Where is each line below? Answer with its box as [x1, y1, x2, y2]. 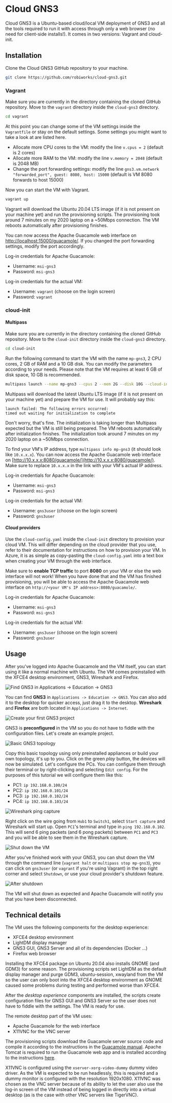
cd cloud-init [5, 346, 36, 351]
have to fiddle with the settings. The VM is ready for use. [5, 1003, 125, 1009]
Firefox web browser [12, 951, 56, 957]
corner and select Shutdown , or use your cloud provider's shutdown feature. [5, 870, 164, 877]
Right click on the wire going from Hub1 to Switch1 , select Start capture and [5, 818, 165, 824]
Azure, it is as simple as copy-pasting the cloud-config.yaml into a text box [5, 552, 164, 558]
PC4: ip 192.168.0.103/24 [12, 798, 69, 804]
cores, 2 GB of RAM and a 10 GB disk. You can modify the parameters [5, 360, 153, 367]
